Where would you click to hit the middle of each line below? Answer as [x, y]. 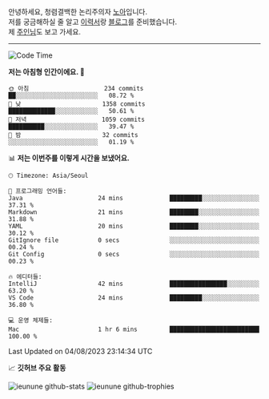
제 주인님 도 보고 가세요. [45, 32]
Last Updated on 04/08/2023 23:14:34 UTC [80, 351]
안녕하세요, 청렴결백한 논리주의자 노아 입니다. [78, 12]
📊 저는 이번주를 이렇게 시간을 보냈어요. [69, 158]
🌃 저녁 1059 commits [77, 119]
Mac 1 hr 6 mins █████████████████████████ [134, 329]
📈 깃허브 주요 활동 [37, 368]
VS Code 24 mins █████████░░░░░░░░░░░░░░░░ [134, 298]
